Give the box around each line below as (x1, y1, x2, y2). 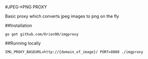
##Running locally (5, 40, 41, 46)
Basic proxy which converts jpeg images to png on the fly (5, 13, 120, 19)
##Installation (5, 23, 32, 28)
